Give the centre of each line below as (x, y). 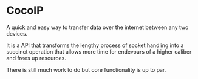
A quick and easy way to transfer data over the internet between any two (97, 27)
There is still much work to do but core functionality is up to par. (86, 69)
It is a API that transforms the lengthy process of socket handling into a (95, 45)
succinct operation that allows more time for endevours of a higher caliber (99, 51)
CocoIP (25, 11)
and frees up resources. (36, 58)
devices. (17, 33)
